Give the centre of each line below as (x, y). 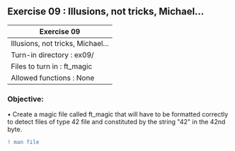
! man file (23, 143)
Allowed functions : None (53, 78)
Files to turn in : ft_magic (52, 66)
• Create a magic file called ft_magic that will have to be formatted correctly (118, 114)
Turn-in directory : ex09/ (52, 54)
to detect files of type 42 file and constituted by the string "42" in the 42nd (116, 122)
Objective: (25, 99)
